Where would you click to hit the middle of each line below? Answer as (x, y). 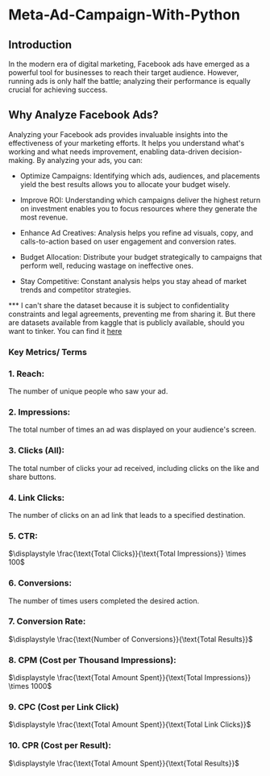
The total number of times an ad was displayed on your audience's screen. (132, 430)
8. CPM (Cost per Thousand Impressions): (92, 660)
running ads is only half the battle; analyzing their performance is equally (130, 81)
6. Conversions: (40, 583)
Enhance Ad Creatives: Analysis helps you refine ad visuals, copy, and (137, 232)
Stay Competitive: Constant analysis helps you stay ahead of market (133, 281)
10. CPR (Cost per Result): (60, 745)
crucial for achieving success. (58, 90)
